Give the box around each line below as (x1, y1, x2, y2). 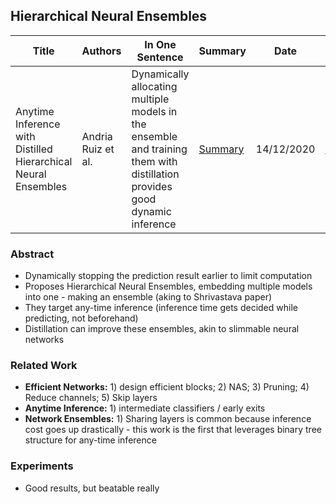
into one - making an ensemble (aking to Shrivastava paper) (24, 291, 273, 303)
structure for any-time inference (24, 434, 157, 446)
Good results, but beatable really (24, 482, 160, 494)
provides (131, 179, 173, 193)
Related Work (10, 359, 78, 373)
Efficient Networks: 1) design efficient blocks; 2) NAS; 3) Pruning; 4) (24, 381, 310, 393)
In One (144, 37, 177, 51)
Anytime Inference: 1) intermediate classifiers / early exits (24, 402, 266, 414)
